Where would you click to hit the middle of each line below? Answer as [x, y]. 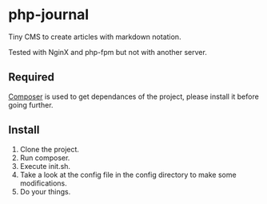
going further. [31, 104]
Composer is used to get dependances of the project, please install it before [134, 96]
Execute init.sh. [45, 166]
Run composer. [45, 158]
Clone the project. [50, 149]
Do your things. [45, 191]
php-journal [49, 15]
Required [31, 77]
